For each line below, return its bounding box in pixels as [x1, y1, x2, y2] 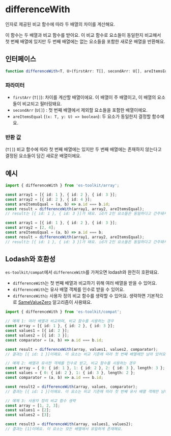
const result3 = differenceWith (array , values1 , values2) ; [5, 422, 133, 427]
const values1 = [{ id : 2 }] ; [5, 328, 70, 333]
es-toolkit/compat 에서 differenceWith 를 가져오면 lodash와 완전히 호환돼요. [5, 269, 159, 275]
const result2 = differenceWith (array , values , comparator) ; [5, 384, 138, 389]
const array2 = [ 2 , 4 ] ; [5, 225, 56, 230]
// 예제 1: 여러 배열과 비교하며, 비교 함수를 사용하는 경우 [5, 319, 114, 324]
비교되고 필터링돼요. [22, 101, 62, 107]
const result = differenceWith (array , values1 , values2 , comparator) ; [5, 347, 158, 352]
